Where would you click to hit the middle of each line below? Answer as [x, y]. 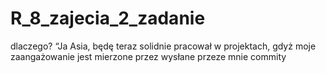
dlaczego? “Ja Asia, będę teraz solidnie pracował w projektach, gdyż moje [163, 46]
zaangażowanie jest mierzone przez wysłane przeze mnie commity [148, 56]
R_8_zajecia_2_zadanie [108, 18]
